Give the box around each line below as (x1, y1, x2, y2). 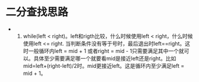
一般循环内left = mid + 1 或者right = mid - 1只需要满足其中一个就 (28, 47, 185, 54)
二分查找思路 (5, 5, 69, 19)
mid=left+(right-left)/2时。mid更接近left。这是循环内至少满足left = (23, 62, 185, 69)
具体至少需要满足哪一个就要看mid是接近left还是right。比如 (33, 55, 176, 62)
